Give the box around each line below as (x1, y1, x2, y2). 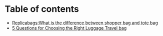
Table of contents (4, 3, 79, 15)
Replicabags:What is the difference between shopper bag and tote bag (11, 20, 158, 26)
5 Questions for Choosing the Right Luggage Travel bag (11, 25, 127, 31)
